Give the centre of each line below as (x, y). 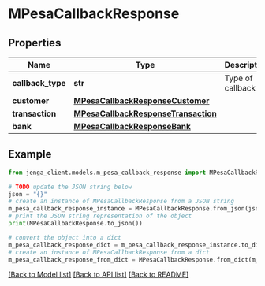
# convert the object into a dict (65, 237)
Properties (35, 43)
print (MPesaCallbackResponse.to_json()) (76, 224)
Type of (239, 78)
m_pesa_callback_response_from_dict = (72, 260)
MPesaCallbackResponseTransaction (145, 113)
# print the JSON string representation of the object (100, 216)
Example (30, 154)
